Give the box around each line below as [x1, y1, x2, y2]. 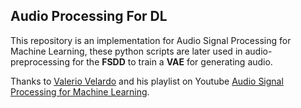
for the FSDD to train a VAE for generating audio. [71, 55, 273, 68]
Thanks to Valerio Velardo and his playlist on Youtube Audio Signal [10, 75, 284, 87]
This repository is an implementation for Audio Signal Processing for [10, 34, 292, 46]
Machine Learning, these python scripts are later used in [10, 45, 243, 57]
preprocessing [10, 55, 70, 68]
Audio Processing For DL [10, 8, 168, 25]
